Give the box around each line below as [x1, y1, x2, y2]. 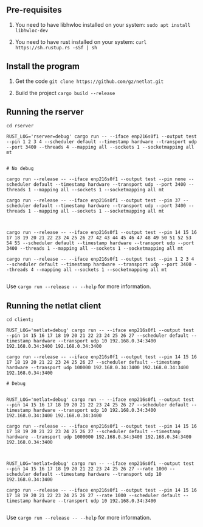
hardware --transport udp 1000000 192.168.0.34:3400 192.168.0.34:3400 [6, 434, 191, 440]
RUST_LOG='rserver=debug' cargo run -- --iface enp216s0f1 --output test [6, 133, 198, 140]
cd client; [6, 317, 34, 323]
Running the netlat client [6, 300, 101, 311]
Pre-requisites [6, 5, 62, 15]
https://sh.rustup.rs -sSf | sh [15, 44, 97, 51]
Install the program [6, 61, 80, 72]
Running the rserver [6, 107, 84, 118]
